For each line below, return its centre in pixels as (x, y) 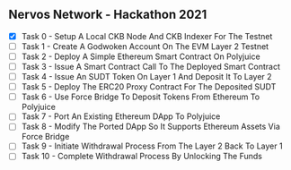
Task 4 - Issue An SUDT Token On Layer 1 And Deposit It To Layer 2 (146, 77)
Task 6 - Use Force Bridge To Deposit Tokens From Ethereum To (141, 97)
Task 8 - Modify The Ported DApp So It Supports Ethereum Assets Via (150, 127)
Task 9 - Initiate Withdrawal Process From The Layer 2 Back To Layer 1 (152, 146)
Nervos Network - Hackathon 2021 (108, 15)
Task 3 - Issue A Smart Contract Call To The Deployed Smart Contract (150, 67)
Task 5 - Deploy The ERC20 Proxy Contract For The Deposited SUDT (149, 87)
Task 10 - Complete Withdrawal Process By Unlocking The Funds (141, 157)
